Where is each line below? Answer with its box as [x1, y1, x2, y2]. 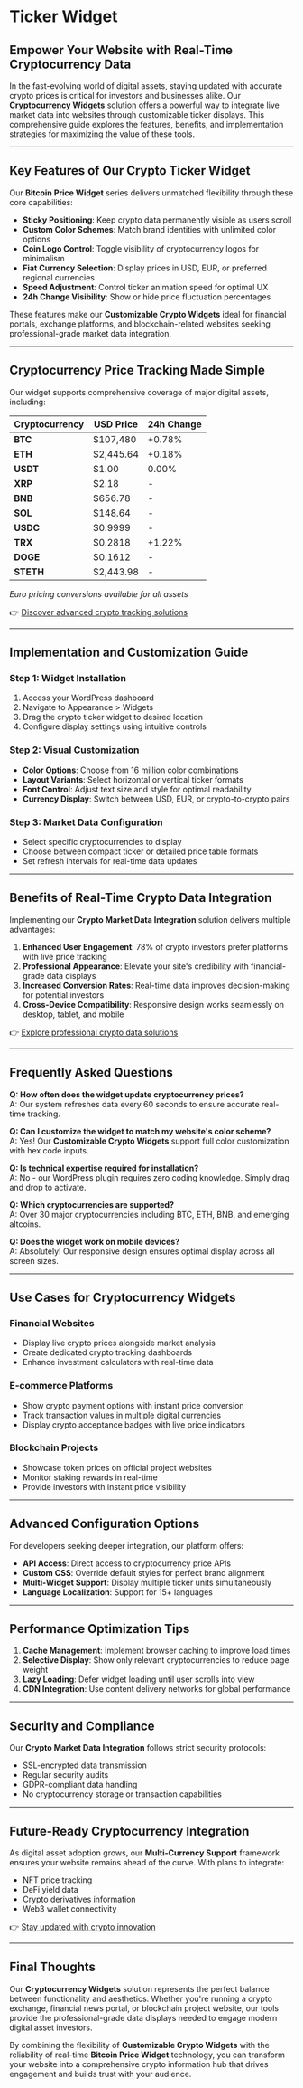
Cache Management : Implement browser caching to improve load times [22, 1645, 291, 1656]
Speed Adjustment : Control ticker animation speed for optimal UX [22, 281, 269, 292]
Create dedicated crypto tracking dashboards [22, 1347, 192, 1358]
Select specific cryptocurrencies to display [22, 836, 182, 847]
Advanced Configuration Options [9, 1516, 200, 1532]
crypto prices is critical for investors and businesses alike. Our [9, 90, 242, 100]
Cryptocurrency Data [9, 56, 132, 71]
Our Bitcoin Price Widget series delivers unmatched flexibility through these [9, 187, 294, 198]
